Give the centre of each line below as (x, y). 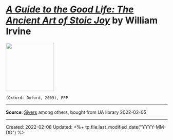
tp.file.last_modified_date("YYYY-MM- (126, 127)
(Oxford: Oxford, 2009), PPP (37, 98)
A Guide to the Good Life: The (70, 10)
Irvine (18, 31)
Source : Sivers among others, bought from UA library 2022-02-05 (76, 112)
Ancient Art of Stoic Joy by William (82, 20)
